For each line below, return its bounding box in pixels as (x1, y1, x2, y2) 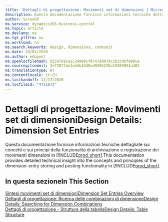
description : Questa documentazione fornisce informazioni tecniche (5, 12, 151, 17)
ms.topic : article (5, 26, 43, 31)
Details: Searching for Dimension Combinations (5, 201, 102, 207)
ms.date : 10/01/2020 (5, 49, 48, 54)
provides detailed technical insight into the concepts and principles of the (5, 157, 156, 163)
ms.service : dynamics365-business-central (5, 21, 95, 27)
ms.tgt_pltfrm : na (5, 36, 43, 41)
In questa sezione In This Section (5, 177, 109, 185)
